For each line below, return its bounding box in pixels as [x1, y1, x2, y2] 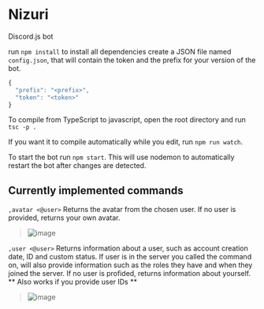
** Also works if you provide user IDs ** [8, 277, 138, 287]
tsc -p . [8, 124, 37, 132]
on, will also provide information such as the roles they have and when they [8, 260, 253, 270]
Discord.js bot [8, 32, 54, 41]
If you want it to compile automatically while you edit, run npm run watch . [8, 137, 244, 147]
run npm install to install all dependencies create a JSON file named [8, 47, 232, 56]
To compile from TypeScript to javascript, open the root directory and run [8, 115, 247, 125]
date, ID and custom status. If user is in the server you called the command [8, 252, 252, 262]
